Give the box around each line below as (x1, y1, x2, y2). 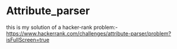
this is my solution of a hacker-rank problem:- (6, 24, 118, 31)
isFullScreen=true (6, 36, 49, 43)
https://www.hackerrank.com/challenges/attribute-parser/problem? (6, 30, 171, 37)
